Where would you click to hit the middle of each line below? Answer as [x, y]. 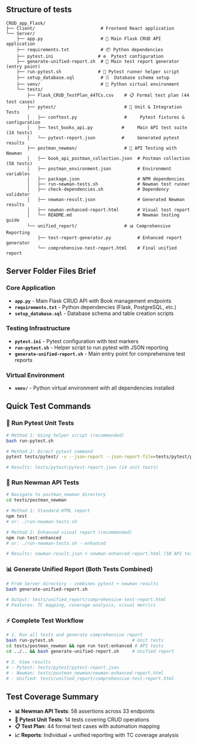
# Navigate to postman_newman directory [56, 495]
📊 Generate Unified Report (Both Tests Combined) [79, 569]
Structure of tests [39, 10]
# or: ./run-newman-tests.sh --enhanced [56, 543]
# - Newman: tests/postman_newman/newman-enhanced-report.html [85, 673]
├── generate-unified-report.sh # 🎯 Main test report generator [98, 61]
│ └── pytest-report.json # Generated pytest [103, 138]
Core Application [31, 288]
